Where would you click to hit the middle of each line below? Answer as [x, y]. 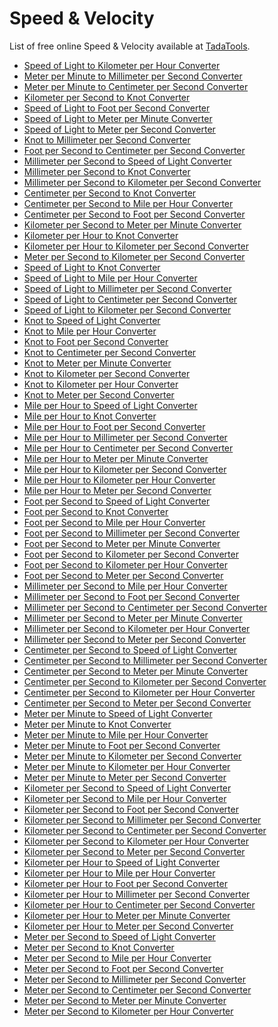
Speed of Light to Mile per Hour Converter [110, 278]
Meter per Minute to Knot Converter [97, 724]
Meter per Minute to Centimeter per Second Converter [136, 86]
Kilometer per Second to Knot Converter [107, 97]
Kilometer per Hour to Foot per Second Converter [125, 883]
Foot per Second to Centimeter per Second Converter [134, 150]
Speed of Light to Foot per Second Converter [117, 108]
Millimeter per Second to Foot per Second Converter [132, 596]
